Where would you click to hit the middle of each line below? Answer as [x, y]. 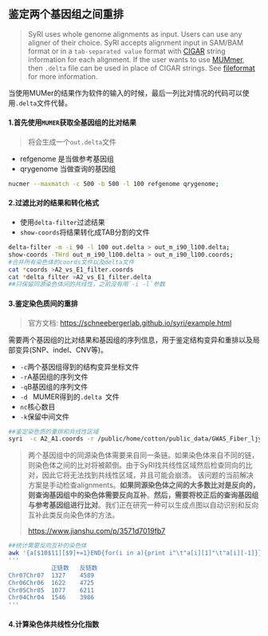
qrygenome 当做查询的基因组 [68, 169]
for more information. [63, 76]
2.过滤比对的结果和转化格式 [54, 203]
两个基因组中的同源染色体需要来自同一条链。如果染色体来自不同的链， [143, 455]
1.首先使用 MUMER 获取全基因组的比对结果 [73, 123]
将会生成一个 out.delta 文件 [72, 142]
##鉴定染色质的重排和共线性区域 [53, 432]
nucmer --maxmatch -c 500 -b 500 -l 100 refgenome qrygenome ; [114, 184]
